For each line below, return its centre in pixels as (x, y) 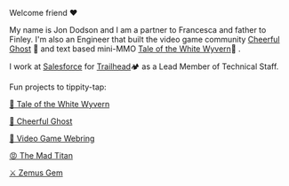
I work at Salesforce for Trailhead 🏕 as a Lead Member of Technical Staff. (144, 66)
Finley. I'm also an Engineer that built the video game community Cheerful (144, 39)
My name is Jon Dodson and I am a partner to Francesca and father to (138, 30)
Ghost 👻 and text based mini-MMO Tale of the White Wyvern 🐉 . (125, 49)
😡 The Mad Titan (41, 155)
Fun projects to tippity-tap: (58, 87)
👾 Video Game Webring (52, 138)
